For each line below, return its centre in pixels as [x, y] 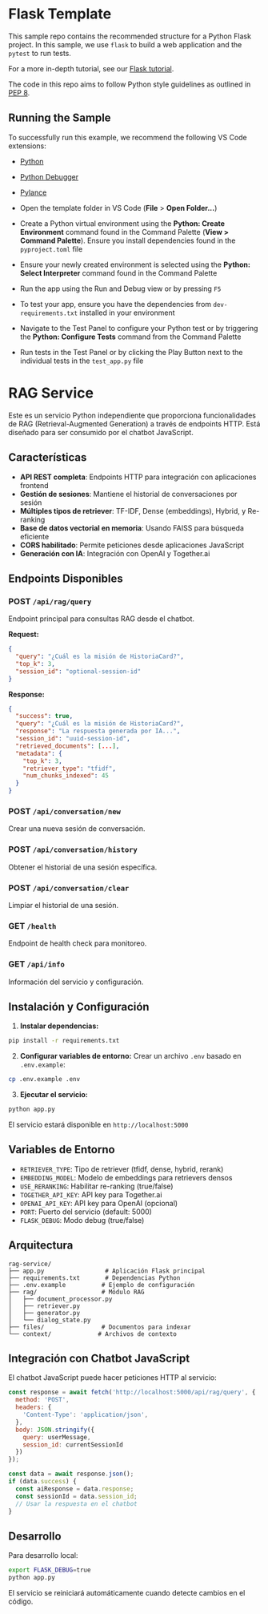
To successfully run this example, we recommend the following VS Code [128, 137]
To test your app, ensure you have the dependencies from [116, 304]
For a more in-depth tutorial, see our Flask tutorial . [91, 68]
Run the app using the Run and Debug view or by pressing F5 [120, 289]
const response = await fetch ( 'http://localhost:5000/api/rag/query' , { [132, 1392]
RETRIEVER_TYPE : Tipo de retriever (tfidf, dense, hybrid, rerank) [122, 1169]
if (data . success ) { [43, 1482]
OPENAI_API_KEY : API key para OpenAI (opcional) [99, 1203]
